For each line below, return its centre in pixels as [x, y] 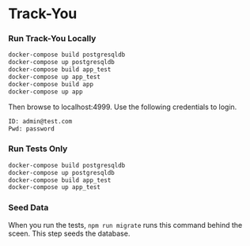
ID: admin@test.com [40, 121]
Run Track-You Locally [52, 39]
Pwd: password [32, 129]
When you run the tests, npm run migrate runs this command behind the [125, 225]
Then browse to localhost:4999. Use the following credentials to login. [123, 107]
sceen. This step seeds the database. [69, 233]
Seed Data [28, 208]
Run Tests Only [38, 149]
